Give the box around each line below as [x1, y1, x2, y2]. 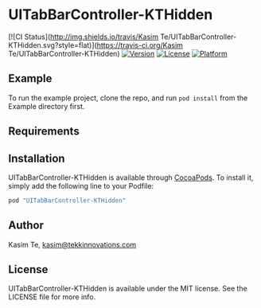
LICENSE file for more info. [8, 292, 96, 302]
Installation [8, 151, 65, 165]
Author [8, 219, 44, 232]
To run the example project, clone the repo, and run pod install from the [8, 93, 248, 103]
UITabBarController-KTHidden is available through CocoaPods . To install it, [8, 173, 254, 182]
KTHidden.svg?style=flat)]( [8, 40, 97, 49]
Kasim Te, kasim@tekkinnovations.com [8, 240, 137, 249]
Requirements [8, 125, 80, 138]
